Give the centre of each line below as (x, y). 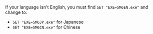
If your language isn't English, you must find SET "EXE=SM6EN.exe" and (77, 7)
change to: (16, 12)
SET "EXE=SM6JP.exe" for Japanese (48, 22)
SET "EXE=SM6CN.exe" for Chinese (46, 27)
